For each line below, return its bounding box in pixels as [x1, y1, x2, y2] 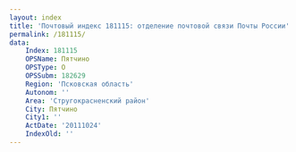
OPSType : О [25, 63, 66, 72]
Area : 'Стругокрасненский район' [25, 96, 150, 106]
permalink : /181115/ [9, 30, 87, 38]
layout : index [9, 13, 63, 22]
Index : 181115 [25, 46, 78, 55]
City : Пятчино [25, 105, 78, 114]
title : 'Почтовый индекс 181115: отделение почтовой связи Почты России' [9, 21, 291, 30]
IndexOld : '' [25, 130, 74, 139]
